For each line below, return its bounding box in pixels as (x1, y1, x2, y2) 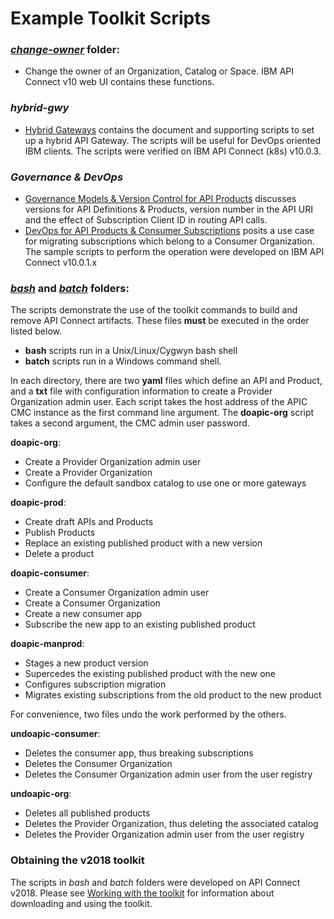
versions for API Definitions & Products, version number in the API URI (24, 203, 313, 216)
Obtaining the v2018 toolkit (10, 853, 145, 867)
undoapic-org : (10, 788, 72, 800)
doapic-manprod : (10, 638, 85, 650)
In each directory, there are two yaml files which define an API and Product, (10, 375, 323, 387)
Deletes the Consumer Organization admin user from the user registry (24, 768, 313, 781)
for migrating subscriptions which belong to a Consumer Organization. (24, 235, 315, 247)
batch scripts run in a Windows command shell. (24, 355, 222, 367)
